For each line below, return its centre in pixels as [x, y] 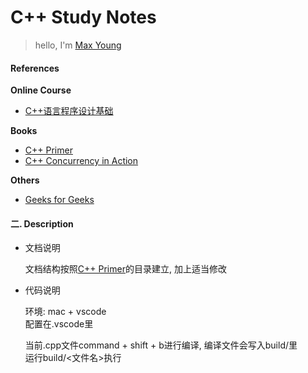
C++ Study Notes [83, 17]
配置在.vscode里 [59, 324]
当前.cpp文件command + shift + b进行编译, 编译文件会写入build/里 [161, 345]
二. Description [42, 223]
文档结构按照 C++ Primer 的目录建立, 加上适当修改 [125, 269]
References [35, 68]
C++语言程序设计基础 [69, 111]
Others [25, 180]
